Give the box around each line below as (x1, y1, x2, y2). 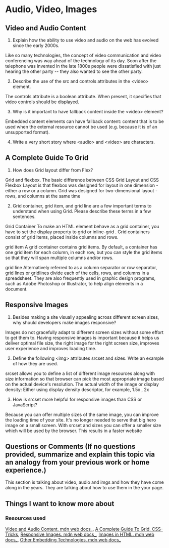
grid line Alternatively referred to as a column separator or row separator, (5, 264, 157, 270)
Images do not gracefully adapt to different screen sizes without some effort (5, 329, 164, 335)
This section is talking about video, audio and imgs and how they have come (5, 479, 164, 485)
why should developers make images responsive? (12, 319, 117, 325)
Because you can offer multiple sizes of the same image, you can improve (5, 411, 159, 417)
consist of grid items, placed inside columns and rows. (5, 234, 119, 240)
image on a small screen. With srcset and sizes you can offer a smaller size (5, 422, 161, 428)
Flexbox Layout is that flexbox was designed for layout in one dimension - (5, 182, 158, 188)
